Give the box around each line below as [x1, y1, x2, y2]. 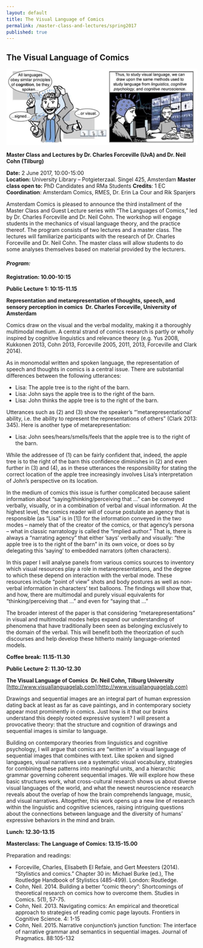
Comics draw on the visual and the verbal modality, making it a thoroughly [6, 321, 191, 329]
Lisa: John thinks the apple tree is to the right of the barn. [15, 397, 159, 404]
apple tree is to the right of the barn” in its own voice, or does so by [6, 540, 175, 548]
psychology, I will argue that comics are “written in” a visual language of [6, 745, 187, 752]
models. [6, 641, 27, 649]
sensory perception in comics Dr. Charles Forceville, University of [6, 303, 177, 310]
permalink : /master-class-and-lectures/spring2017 [6, 22, 137, 29]
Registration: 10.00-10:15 [6, 273, 72, 281]
